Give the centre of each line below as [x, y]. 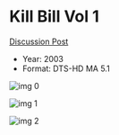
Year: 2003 [43, 58]
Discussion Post [39, 41]
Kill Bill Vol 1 [55, 17]
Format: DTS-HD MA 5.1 [66, 68]
